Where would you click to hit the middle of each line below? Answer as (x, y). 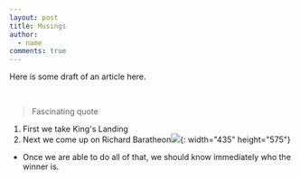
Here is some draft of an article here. (78, 76)
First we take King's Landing (75, 129)
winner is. (41, 166)
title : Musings (38, 26)
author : (24, 34)
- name (30, 43)
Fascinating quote (65, 112)
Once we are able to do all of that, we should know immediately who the (157, 157)
